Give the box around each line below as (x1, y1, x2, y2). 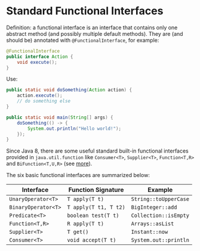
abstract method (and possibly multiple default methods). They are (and (6, 30, 183, 37)
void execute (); (17, 59, 58, 65)
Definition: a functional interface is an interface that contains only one (6, 24, 178, 31)
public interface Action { (6, 54, 73, 60)
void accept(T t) (67, 237, 116, 244)
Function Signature (68, 186, 124, 194)
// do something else (17, 98, 70, 104)
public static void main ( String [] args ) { (6, 114, 113, 120)
